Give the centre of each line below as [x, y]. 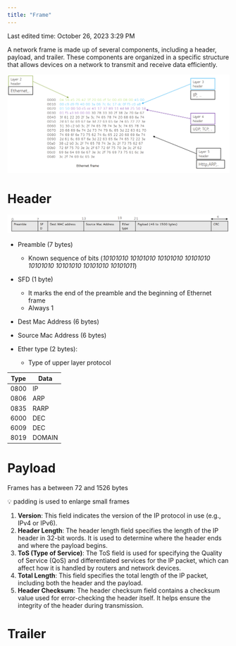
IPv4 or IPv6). [37, 523]
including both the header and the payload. [80, 583]
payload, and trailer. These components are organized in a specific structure [118, 57]
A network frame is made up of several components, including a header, [112, 49]
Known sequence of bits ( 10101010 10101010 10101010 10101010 [119, 258]
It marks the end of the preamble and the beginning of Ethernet [120, 293]
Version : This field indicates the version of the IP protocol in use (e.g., [119, 516]
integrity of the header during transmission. [81, 605]
